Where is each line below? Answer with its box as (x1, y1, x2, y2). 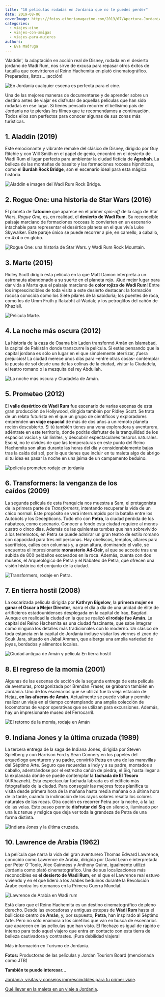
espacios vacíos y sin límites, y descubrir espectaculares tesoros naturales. (5, 434, 158, 440)
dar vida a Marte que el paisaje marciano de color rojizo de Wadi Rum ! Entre (5, 282, 160, 288)
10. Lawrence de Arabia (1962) (5, 838, 100, 847)
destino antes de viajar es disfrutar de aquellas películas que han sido (5, 97, 146, 103)
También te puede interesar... (5, 967, 67, 973)
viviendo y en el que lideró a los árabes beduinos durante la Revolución (5, 877, 149, 883)
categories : (5, 21, 29, 26)
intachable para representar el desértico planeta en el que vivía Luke (5, 225, 144, 230)
